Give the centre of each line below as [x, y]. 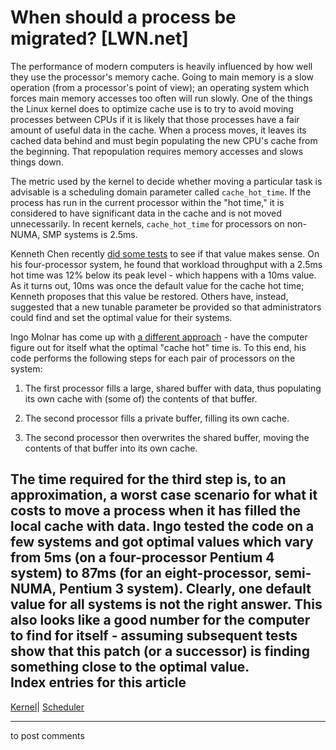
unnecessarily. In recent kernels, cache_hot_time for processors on [147, 223]
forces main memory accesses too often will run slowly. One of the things [161, 98]
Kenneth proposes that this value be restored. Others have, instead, [149, 296]
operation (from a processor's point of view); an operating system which [160, 87]
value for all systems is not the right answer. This [166, 604]
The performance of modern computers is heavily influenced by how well [161, 66]
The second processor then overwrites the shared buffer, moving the [167, 437]
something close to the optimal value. [130, 667]
